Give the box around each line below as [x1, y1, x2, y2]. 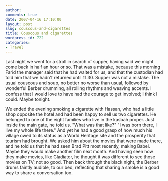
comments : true [5, 12, 37, 17]
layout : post [5, 21, 33, 27]
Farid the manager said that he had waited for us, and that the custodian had [5, 69, 163, 75]
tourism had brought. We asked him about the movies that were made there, [5, 138, 162, 144]
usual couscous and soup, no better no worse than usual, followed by [5, 80, 149, 86]
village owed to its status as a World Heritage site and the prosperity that [5, 132, 155, 138]
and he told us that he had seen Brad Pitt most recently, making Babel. [5, 143, 150, 149]
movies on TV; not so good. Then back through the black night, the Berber [5, 159, 159, 165]
